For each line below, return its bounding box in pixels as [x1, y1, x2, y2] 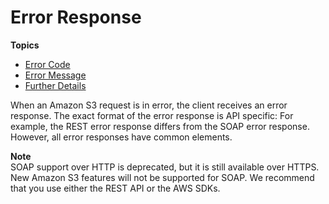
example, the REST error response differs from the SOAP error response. [10, 120, 310, 132]
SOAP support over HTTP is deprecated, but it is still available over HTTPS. [10, 161, 320, 173]
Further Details [24, 79, 87, 91]
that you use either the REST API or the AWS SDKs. [10, 182, 221, 194]
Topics [10, 39, 40, 51]
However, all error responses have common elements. [10, 131, 233, 143]
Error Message [24, 69, 87, 81]
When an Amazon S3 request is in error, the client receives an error [10, 99, 288, 111]
